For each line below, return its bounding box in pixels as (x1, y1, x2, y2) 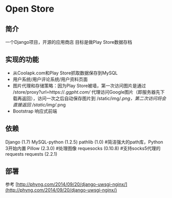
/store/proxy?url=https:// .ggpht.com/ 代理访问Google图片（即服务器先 (12, 89, 161, 95)
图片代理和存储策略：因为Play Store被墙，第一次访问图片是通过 (12, 82, 146, 89)
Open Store (5, 3, 55, 15)
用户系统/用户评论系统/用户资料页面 (12, 76, 88, 82)
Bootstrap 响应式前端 (12, 108, 57, 114)
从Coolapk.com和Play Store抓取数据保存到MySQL (12, 70, 118, 76)
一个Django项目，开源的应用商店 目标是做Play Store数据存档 (5, 39, 133, 45)
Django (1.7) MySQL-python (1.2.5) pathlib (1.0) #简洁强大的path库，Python (5, 138, 163, 145)
